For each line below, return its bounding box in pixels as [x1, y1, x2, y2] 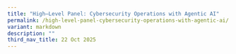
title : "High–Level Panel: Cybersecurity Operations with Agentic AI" [7, 10, 220, 18]
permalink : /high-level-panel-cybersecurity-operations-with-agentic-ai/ [7, 17, 230, 24]
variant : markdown [7, 23, 61, 30]
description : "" [7, 29, 55, 37]
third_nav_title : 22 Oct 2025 [7, 36, 97, 43]
